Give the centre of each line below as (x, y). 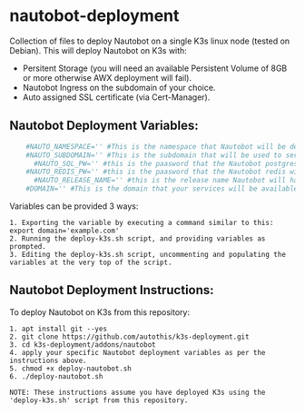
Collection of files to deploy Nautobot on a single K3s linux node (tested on (150, 41)
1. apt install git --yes (58, 329)
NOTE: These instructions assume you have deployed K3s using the (138, 392)
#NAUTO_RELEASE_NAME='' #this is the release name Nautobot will (159, 181)
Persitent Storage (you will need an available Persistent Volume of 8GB (155, 68)
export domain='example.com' (64, 231)
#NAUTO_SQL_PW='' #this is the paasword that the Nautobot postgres (166, 163)
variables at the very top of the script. (91, 262)
